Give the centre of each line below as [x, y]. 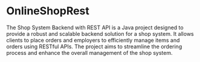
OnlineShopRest [48, 11]
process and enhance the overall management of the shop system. [89, 52]
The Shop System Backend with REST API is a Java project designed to [95, 27]
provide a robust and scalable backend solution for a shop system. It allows [100, 33]
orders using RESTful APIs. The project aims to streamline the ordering [94, 46]
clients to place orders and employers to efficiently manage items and [93, 40]
